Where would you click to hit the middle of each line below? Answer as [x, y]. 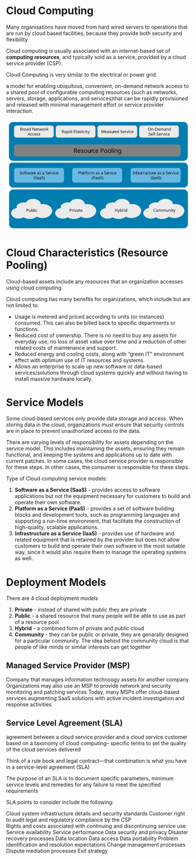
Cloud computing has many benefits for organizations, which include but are [98, 299]
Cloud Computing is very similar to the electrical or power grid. [82, 74]
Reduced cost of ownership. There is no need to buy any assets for [96, 335]
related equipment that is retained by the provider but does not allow [97, 540]
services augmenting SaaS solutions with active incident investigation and [95, 698]
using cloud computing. [35, 288]
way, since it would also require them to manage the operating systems [100, 552]
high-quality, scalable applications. [56, 527]
